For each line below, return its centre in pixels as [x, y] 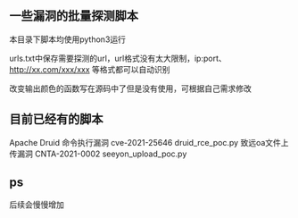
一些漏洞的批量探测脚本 [74, 16]
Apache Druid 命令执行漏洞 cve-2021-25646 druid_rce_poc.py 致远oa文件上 [149, 142]
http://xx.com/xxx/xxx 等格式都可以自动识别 [90, 69]
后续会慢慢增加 [37, 205]
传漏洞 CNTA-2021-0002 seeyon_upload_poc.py [98, 154]
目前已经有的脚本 [56, 119]
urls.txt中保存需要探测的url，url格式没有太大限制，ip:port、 [118, 58]
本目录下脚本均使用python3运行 [68, 39]
